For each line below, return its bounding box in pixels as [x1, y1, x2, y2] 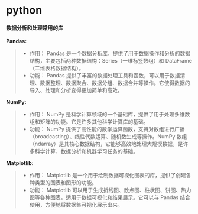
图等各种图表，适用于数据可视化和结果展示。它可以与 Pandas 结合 [29, 194, 191, 201]
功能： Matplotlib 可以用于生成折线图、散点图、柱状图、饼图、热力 [29, 187, 191, 194]
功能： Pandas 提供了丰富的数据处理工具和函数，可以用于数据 [29, 72, 180, 79]
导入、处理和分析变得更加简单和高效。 [29, 87, 123, 94]
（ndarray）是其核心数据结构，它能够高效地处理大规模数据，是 [29, 140, 183, 148]
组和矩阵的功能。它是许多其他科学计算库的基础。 [29, 118, 149, 125]
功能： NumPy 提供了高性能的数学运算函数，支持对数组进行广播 [29, 125, 185, 133]
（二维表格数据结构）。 [29, 64, 85, 72]
